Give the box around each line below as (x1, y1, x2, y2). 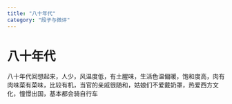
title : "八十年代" (7, 10, 57, 17)
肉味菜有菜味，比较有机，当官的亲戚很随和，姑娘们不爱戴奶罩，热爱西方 (7, 81, 213, 90)
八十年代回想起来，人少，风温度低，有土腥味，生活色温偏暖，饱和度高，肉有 (7, 72, 225, 81)
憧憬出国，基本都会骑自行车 (19, 90, 98, 98)
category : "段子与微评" (7, 17, 70, 23)
